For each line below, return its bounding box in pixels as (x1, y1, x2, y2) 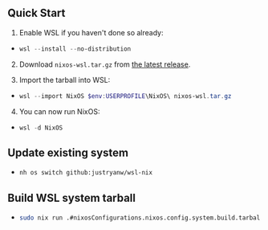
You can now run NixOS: (18, 106, 100, 116)
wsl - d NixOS (18, 124, 63, 132)
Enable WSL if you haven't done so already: (18, 27, 164, 37)
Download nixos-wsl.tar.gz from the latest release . (18, 60, 191, 69)
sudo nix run (18, 213, 63, 222)
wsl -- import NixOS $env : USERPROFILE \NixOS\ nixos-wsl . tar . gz (18, 92, 232, 100)
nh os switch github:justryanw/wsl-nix (18, 169, 153, 177)
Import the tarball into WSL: (18, 75, 111, 84)
